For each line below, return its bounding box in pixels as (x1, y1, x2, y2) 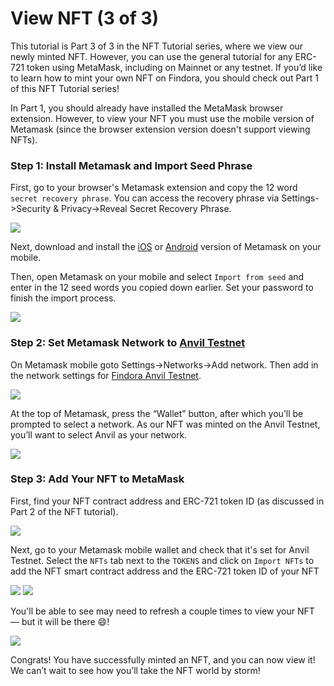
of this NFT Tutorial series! (10, 82, 120, 94)
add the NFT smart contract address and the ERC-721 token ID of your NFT (10, 565, 320, 577)
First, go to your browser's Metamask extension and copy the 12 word (10, 182, 298, 194)
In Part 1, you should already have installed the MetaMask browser (10, 102, 284, 114)
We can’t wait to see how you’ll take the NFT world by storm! (10, 664, 261, 676)
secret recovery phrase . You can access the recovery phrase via (10, 192, 280, 204)
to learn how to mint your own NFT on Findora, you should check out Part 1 (10, 72, 319, 84)
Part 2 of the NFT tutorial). (10, 505, 119, 517)
